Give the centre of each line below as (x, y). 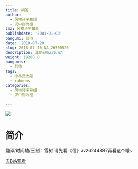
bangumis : (16, 62)
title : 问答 (17, 10)
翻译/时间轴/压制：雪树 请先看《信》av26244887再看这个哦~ (69, 151)
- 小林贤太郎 (22, 76)
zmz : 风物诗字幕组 (22, 29)
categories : (18, 85)
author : (13, 15)
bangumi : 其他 (20, 39)
